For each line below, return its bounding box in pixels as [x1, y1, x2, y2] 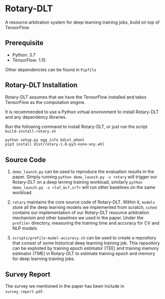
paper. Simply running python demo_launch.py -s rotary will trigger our [12, 174, 158, 180]
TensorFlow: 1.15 [12, 57, 46, 63]
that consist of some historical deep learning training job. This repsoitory [12, 240, 160, 246]
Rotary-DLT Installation [5, 81, 78, 89]
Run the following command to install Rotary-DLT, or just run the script [5, 124, 148, 130]
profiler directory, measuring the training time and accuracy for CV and [12, 220, 160, 226]
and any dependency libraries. [5, 114, 67, 120]
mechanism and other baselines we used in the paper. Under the [12, 215, 144, 221]
